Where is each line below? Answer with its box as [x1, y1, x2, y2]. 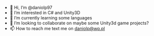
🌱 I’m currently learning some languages [9, 15, 92, 20]
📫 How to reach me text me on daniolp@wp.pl [9, 26, 105, 31]
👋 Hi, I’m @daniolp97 [9, 5, 53, 10]
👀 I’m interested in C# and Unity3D [9, 10, 80, 16]
